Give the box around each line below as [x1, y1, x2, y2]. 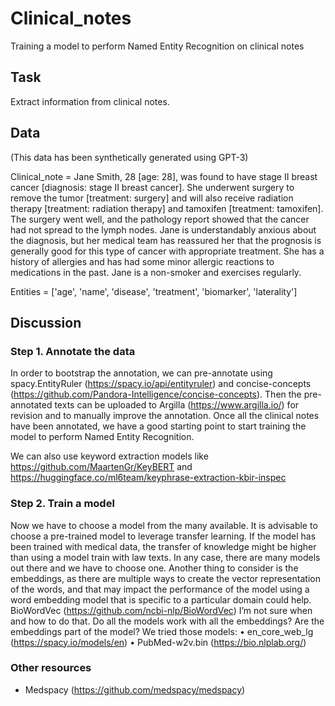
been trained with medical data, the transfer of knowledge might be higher [10, 540, 317, 552]
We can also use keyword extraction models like [10, 450, 209, 462]
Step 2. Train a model [10, 497, 115, 511]
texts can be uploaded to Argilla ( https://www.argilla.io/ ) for [54, 399, 300, 411]
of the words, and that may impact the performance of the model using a [10, 583, 310, 595]
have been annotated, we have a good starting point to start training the [10, 420, 307, 432]
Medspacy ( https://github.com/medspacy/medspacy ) [24, 683, 246, 696]
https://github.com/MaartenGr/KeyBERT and [10, 461, 193, 473]
